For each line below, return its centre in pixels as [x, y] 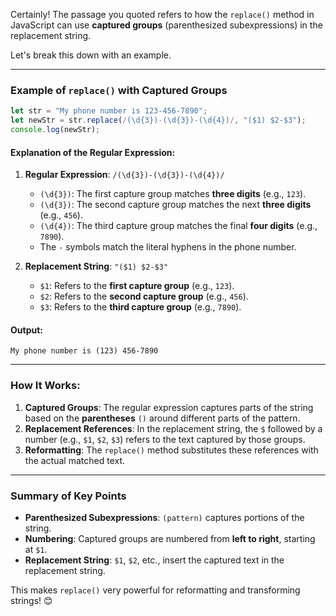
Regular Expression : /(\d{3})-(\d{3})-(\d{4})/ [124, 175]
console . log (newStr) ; [55, 130]
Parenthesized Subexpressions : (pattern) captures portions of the [164, 517]
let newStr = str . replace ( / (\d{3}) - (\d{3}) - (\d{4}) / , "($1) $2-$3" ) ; [158, 120]
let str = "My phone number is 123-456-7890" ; [109, 111]
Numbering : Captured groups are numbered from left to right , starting [170, 538]
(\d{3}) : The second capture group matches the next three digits [175, 205]
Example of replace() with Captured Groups [119, 90]
